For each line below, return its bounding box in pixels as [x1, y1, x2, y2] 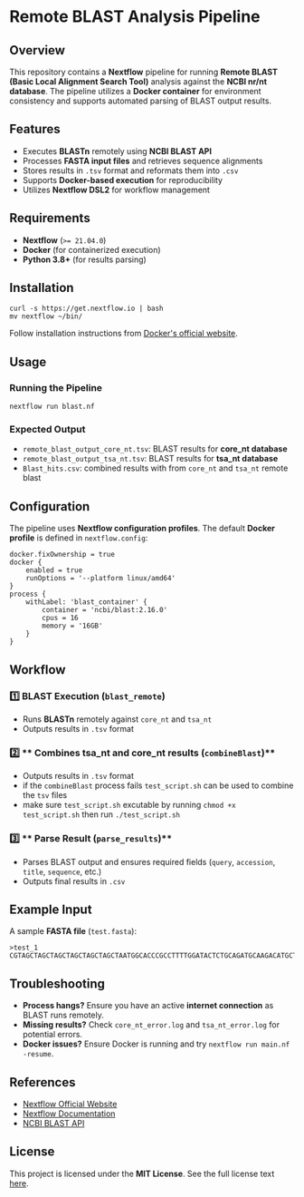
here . [9, 1177, 29, 1189]
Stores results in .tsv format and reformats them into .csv [22, 165, 239, 176]
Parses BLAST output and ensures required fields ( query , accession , [22, 856, 276, 867]
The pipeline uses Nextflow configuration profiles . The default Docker [9, 523, 276, 534]
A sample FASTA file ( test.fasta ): [9, 926, 138, 937]
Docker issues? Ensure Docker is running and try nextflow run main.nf [22, 1038, 290, 1049]
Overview [9, 43, 66, 58]
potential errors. [22, 1029, 83, 1040]
